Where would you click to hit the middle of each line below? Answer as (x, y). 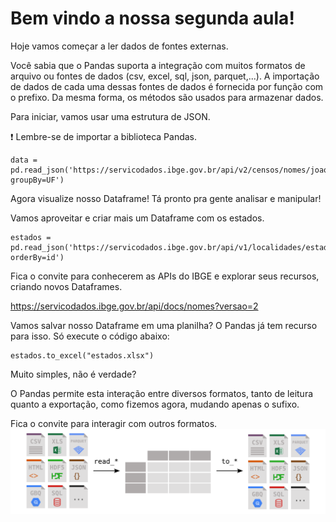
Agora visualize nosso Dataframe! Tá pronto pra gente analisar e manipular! (166, 198)
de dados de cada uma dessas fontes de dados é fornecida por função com (167, 86)
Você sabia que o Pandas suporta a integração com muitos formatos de (158, 65)
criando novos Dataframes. (66, 286)
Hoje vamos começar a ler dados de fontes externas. (119, 46)
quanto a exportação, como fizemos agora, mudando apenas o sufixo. (155, 404)
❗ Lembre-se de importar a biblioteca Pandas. (104, 136)
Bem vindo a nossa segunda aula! (152, 18)
